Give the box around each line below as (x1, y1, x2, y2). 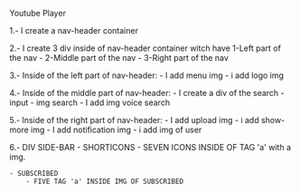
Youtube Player (9, 8, 66, 18)
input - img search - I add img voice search (9, 97, 170, 108)
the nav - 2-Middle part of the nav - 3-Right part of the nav (9, 53, 229, 63)
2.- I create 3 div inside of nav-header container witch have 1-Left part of (9, 43, 282, 53)
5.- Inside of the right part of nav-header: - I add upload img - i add (9, 115, 259, 125)
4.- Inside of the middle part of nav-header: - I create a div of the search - (9, 88, 285, 98)
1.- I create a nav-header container (9, 25, 138, 35)
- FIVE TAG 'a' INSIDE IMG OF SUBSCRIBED (25, 177, 183, 186)
